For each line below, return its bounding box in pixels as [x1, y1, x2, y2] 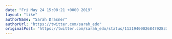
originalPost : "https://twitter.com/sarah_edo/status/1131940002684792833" [5, 26, 170, 31]
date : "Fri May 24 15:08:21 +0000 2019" [5, 7, 93, 13]
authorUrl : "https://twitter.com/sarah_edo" [5, 21, 102, 27]
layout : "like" [5, 12, 38, 17]
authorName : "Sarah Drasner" [5, 17, 68, 22]
